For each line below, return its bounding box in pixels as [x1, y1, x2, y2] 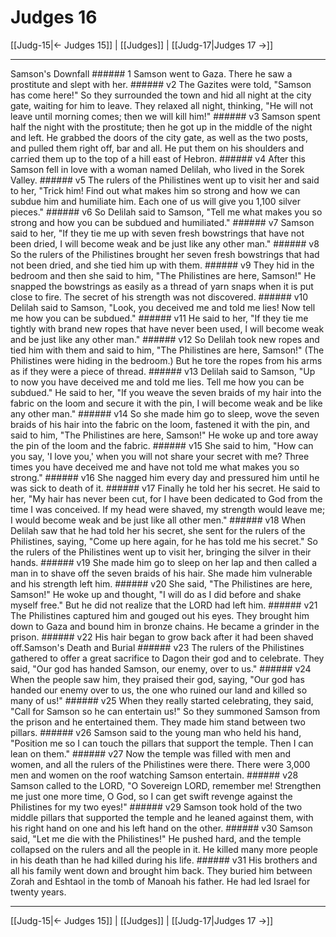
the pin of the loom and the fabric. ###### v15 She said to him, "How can [10, 439, 314, 451]
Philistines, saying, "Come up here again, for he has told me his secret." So [10, 535, 318, 547]
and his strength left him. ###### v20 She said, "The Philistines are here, [10, 577, 313, 590]
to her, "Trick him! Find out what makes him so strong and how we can [10, 184, 301, 196]
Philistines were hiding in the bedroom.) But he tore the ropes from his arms [10, 354, 323, 366]
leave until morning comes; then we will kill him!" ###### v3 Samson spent [10, 110, 321, 122]
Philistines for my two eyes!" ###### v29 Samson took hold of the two [10, 801, 303, 813]
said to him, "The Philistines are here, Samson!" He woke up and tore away [10, 429, 319, 441]
